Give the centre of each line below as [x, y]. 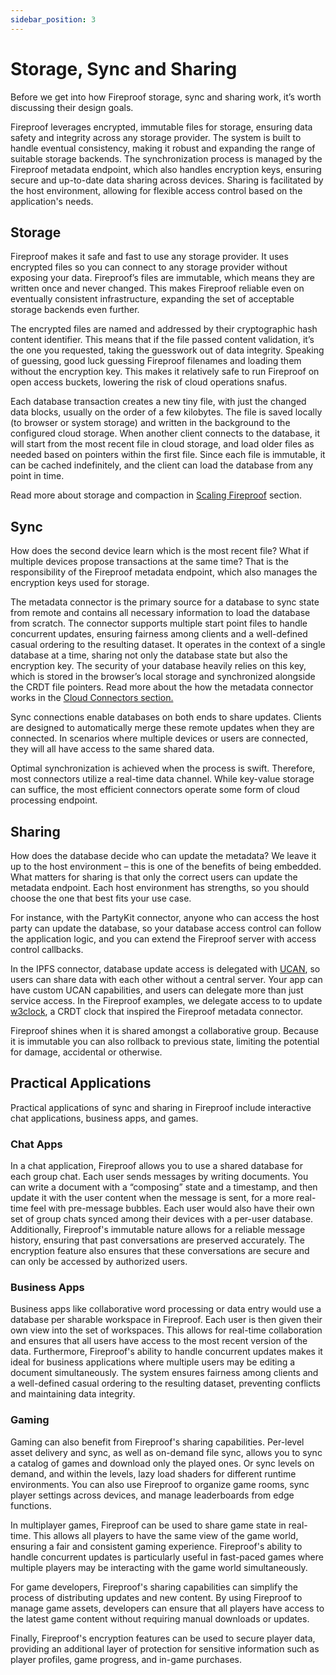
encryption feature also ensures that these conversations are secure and [160, 1251]
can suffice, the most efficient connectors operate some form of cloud [155, 790]
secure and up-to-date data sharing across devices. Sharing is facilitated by [167, 180]
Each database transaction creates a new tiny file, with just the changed [158, 402]
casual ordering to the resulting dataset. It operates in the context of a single [168, 645]
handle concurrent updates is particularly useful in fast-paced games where [167, 1557]
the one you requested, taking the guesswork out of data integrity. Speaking [167, 350]
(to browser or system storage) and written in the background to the [150, 423]
